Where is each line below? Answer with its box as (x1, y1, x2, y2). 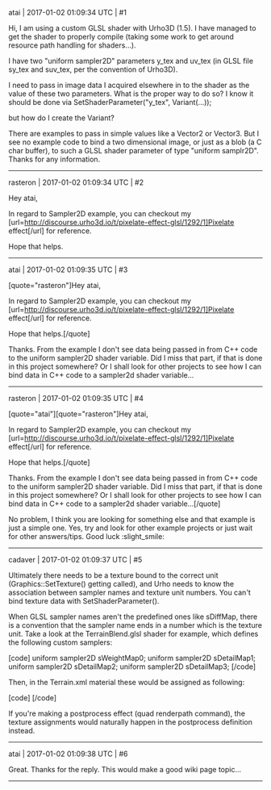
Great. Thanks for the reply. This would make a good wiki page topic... (8, 765, 242, 774)
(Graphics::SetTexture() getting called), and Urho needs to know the (8, 579, 235, 588)
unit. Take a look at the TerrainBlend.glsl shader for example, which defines (8, 629, 259, 638)
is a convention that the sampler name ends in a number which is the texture (8, 621, 262, 629)
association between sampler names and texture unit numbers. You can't (8, 587, 252, 597)
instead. (8, 726, 35, 735)
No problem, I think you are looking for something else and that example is (8, 515, 256, 524)
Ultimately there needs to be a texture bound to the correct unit (8, 571, 219, 580)
